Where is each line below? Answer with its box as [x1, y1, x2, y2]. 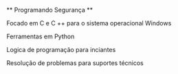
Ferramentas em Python [6, 32, 75, 40]
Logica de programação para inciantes [6, 46, 116, 53]
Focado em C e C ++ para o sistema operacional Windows [6, 19, 172, 27]
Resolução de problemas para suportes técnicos [6, 59, 144, 67]
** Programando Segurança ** [6, 6, 93, 14]
